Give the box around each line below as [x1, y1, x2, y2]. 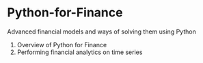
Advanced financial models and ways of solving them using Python [7, 27, 196, 36]
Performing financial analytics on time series [16, 48, 143, 56]
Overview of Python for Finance [16, 40, 107, 49]
